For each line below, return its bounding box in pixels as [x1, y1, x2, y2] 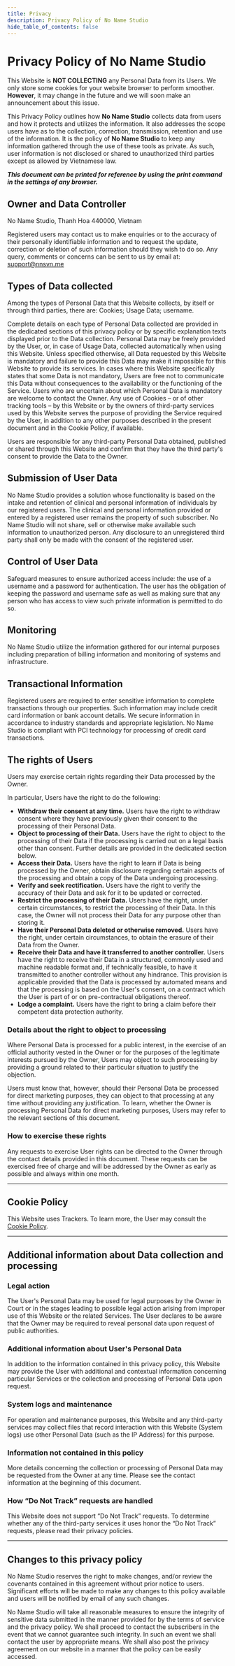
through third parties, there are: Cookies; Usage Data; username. [7, 306, 194, 315]
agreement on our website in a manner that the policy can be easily [7, 1645, 201, 1653]
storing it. [17, 919, 45, 926]
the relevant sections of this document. [7, 1114, 120, 1122]
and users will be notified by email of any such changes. [7, 1595, 170, 1603]
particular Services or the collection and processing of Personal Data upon [7, 1374, 222, 1383]
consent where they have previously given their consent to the [17, 814, 198, 822]
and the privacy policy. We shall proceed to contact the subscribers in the [7, 1623, 220, 1631]
